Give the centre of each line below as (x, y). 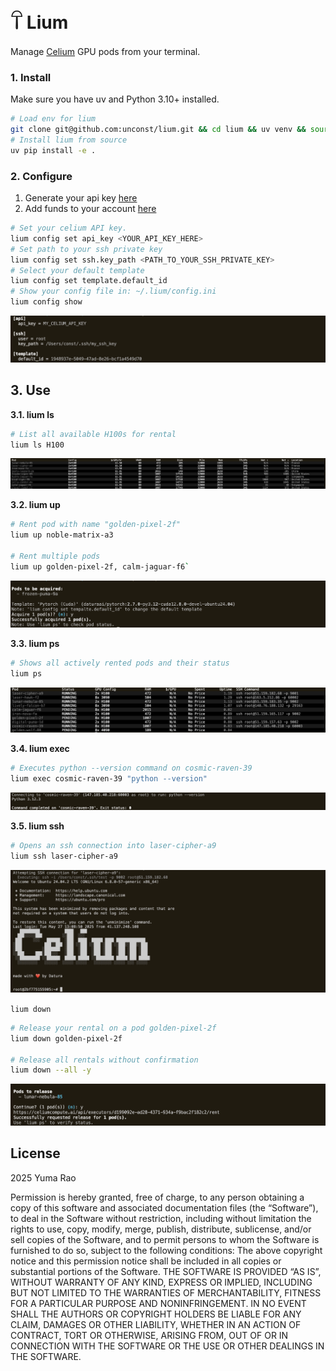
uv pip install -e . (53, 150)
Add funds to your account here (90, 209)
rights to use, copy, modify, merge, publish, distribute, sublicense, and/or (161, 1229)
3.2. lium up (35, 505)
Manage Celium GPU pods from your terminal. (105, 51)
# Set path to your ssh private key (86, 249)
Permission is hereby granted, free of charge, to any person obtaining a (157, 1197)
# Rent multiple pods (55, 556)
